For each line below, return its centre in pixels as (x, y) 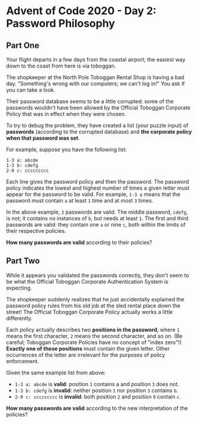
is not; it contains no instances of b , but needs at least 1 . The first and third (97, 218)
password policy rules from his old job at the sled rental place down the (93, 306)
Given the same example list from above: (56, 372)
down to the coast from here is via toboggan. (61, 66)
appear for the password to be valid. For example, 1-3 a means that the (93, 194)
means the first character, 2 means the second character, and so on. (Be (94, 336)
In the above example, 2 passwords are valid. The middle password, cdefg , (97, 212)
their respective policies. (36, 231)
